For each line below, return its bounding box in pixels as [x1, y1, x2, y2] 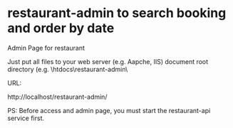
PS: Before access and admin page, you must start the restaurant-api [7, 106, 211, 114]
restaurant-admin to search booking [7, 5, 227, 21]
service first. [7, 114, 45, 122]
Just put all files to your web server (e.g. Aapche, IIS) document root [7, 57, 209, 65]
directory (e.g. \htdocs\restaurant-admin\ [7, 65, 128, 73]
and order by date [7, 20, 115, 36]
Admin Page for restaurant [7, 43, 86, 52]
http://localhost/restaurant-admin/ [7, 92, 108, 101]
